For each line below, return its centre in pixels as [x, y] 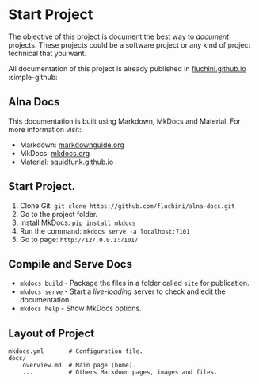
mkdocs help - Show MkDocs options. [80, 308]
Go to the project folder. [59, 214]
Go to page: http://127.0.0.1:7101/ [79, 239]
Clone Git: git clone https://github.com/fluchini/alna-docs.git [127, 205]
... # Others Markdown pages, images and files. [120, 373]
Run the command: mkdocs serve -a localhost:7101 [105, 230]
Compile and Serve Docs [70, 264]
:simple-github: [33, 77]
